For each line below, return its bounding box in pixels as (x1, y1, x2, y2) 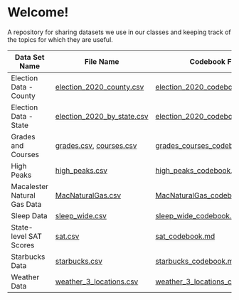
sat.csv (55, 231, 80, 241)
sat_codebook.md (155, 231, 216, 241)
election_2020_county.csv (55, 82, 144, 92)
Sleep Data (11, 210, 48, 220)
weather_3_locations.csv (55, 277, 139, 286)
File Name (84, 56, 119, 66)
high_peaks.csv (55, 165, 108, 175)
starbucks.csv (55, 256, 103, 266)
